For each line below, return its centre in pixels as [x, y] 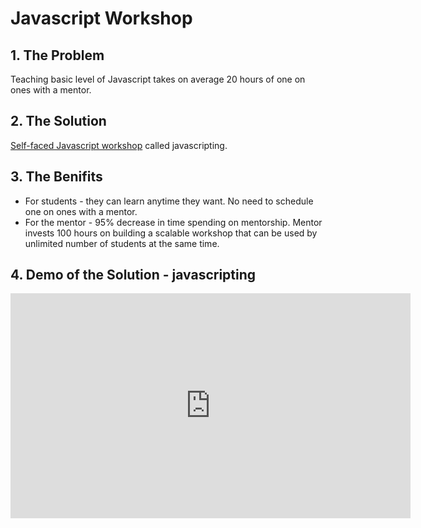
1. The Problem [57, 55]
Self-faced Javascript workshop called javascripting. [119, 145]
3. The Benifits [56, 177]
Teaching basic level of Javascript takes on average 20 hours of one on [158, 79]
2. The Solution [58, 121]
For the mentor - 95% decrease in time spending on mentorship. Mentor [173, 222]
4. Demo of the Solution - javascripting [133, 275]
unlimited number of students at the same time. [122, 243]
